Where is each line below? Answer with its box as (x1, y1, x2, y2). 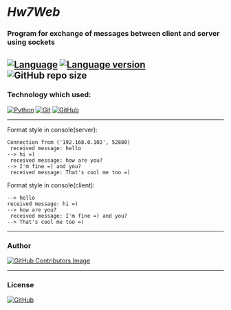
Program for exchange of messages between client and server (7, 29, 220, 39)
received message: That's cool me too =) (10, 169, 131, 176)
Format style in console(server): (7, 125, 98, 134)
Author (7, 240, 32, 250)
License (7, 280, 34, 290)
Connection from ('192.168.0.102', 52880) (7, 138, 131, 145)
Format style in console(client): (7, 180, 95, 189)
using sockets (7, 37, 55, 47)
